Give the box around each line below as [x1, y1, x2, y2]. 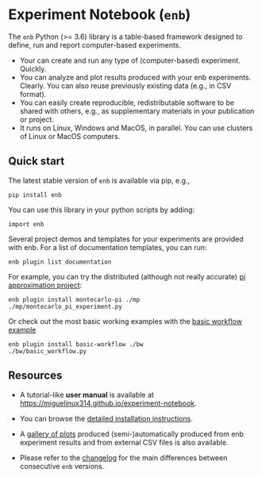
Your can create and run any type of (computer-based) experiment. [19, 56, 241, 65]
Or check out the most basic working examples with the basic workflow [8, 316, 242, 326]
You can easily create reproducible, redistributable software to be [19, 98, 235, 107]
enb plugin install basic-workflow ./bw [8, 340, 144, 348]
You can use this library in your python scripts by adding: [8, 205, 195, 214]
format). [19, 89, 47, 98]
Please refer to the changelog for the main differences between [19, 452, 228, 462]
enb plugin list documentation [8, 258, 112, 266]
